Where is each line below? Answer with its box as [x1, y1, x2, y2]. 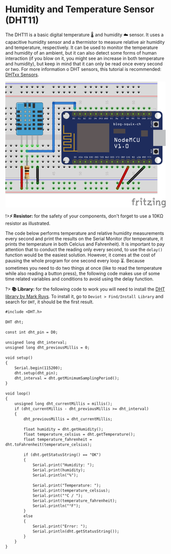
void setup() [5, 355, 33, 360]
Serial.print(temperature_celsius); [32, 488, 110, 493]
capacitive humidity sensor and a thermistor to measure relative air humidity [5, 39, 165, 45]
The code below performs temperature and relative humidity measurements [5, 230, 164, 236]
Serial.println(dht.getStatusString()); [32, 529, 120, 534]
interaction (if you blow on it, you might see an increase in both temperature [5, 55, 164, 61]
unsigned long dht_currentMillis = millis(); [14, 401, 113, 406]
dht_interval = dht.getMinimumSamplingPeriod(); [14, 376, 120, 381]
